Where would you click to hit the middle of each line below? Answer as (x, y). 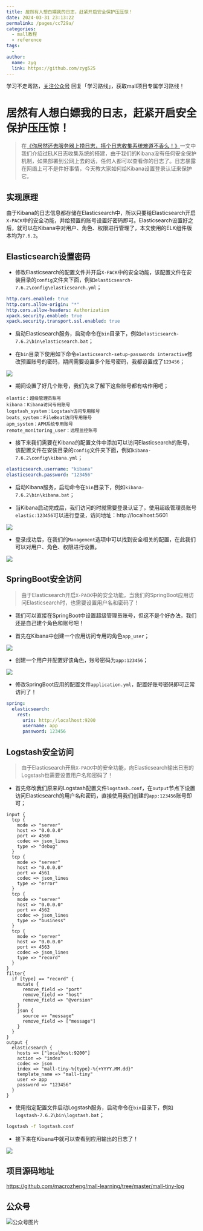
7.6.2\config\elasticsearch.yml (56, 288)
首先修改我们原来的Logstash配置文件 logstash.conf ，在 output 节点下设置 (105, 788)
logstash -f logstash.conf (40, 1126)
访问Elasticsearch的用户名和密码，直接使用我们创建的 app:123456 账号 (101, 795)
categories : (21, 29)
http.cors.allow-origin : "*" (43, 304)
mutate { (28, 984)
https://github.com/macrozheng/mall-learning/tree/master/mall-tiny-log (95, 1186)
